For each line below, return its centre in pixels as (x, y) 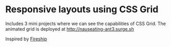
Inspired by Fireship (26, 39)
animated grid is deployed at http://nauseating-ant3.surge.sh (70, 29)
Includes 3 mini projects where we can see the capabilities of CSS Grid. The (85, 24)
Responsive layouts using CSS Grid (82, 9)
